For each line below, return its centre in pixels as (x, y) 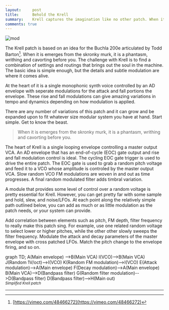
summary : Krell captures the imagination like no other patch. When (82, 19)
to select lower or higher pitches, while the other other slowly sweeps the (81, 231)
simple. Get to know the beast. (37, 122)
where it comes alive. (27, 76)
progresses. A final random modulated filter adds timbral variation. (74, 179)
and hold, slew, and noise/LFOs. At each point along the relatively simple (80, 199)
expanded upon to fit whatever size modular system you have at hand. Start (84, 117)
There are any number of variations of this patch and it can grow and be (80, 111)
